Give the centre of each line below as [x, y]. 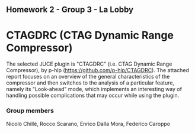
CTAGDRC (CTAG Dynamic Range [90, 35]
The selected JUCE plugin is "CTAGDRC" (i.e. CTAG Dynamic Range [89, 64]
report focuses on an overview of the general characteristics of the [88, 77]
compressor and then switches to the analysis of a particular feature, [90, 83]
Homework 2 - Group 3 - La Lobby [70, 10]
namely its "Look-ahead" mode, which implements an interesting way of [94, 89]
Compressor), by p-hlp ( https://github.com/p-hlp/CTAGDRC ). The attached [98, 70]
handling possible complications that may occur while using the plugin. [93, 95]
